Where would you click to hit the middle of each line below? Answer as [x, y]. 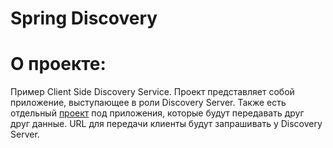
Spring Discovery [84, 18]
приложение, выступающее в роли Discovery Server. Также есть [148, 103]
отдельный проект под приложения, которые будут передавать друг [157, 113]
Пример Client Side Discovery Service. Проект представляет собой [152, 92]
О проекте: [58, 64]
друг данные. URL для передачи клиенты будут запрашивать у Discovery [166, 124]
